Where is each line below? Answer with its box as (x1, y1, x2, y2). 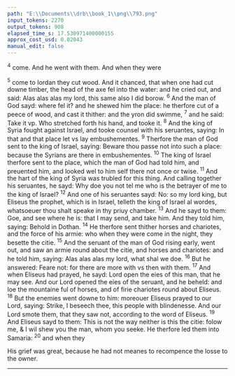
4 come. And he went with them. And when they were (7, 62, 162, 71)
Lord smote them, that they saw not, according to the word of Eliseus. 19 (7, 309, 215, 319)
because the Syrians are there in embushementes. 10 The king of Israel (7, 149, 211, 159)
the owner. (7, 354, 38, 363)
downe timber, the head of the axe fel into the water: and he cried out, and (7, 85, 222, 94)
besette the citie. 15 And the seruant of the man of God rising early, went (7, 237, 215, 246)
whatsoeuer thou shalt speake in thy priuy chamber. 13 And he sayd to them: (7, 204, 227, 214)
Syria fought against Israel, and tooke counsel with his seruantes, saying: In (7, 126, 225, 134)
